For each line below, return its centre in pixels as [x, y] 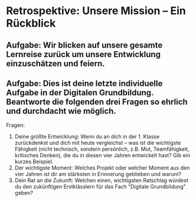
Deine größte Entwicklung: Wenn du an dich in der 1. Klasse [87, 137]
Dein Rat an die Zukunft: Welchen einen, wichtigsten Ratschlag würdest [102, 180]
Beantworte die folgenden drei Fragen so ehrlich [97, 102]
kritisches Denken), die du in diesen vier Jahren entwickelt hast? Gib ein [102, 155]
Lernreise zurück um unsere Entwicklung [84, 54]
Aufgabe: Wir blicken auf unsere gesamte [84, 45]
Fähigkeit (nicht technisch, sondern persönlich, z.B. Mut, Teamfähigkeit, [102, 149]
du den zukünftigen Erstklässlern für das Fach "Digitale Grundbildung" [100, 187]
